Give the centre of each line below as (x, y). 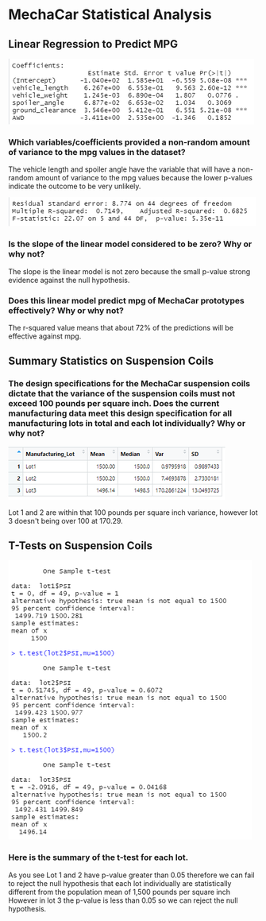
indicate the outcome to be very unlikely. (75, 186)
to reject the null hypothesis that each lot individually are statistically (120, 883)
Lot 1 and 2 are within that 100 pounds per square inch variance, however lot (133, 512)
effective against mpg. (45, 336)
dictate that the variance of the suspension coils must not (122, 393)
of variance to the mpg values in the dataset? (97, 152)
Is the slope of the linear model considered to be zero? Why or (130, 244)
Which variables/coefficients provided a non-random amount (129, 142)
